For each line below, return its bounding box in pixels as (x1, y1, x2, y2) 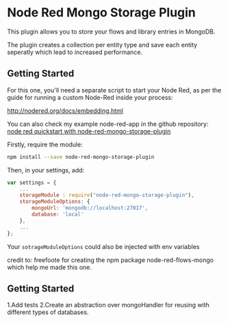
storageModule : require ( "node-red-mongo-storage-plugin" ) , (19, 192, 194, 199)
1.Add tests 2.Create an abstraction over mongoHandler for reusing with (7, 301, 210, 309)
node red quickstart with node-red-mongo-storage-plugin (7, 127, 171, 135)
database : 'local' (31, 211, 84, 218)
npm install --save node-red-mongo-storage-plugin (7, 153, 155, 160)
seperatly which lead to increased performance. (7, 48, 142, 56)
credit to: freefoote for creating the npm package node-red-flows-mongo (7, 255, 214, 264)
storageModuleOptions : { (19, 198, 90, 205)
